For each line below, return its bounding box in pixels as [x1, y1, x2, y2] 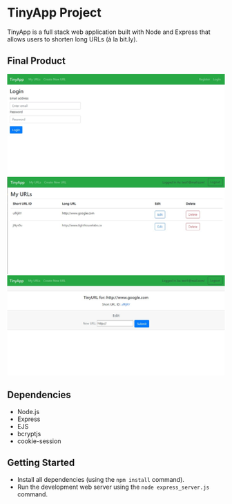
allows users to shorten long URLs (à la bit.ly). [7, 35, 138, 43]
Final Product [7, 55, 66, 67]
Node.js [17, 407, 40, 416]
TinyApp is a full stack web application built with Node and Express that [7, 28, 211, 36]
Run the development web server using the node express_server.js [17, 483, 210, 491]
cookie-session [17, 437, 61, 445]
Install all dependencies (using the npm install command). [17, 475, 185, 483]
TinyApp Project [7, 5, 102, 21]
